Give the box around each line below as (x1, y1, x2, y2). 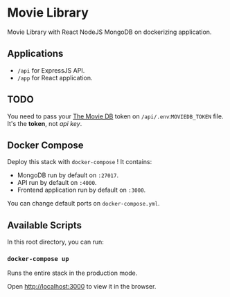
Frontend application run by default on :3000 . (17, 186, 146, 195)
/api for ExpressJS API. (17, 66, 85, 74)
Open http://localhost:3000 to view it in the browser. (7, 282, 157, 291)
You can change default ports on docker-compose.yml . (7, 199, 161, 208)
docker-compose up (7, 255, 69, 263)
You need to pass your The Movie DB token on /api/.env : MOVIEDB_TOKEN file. (7, 112, 224, 120)
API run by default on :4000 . (17, 179, 97, 187)
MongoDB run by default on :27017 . (17, 171, 119, 179)
